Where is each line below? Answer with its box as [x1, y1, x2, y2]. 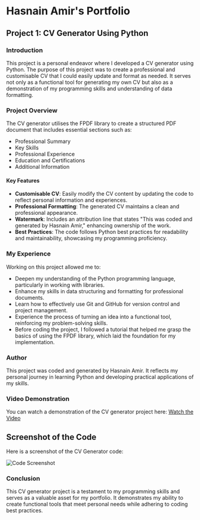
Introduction [6, 46, 43, 54]
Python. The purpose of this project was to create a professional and [6, 66, 176, 73]
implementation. [14, 338, 55, 345]
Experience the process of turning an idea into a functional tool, [14, 313, 172, 320]
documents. [14, 294, 45, 301]
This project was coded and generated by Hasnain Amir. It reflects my [6, 367, 178, 374]
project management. [14, 306, 68, 314]
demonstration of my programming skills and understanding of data [6, 85, 173, 92]
